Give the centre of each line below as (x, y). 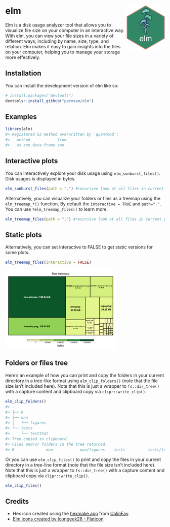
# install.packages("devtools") (39, 96)
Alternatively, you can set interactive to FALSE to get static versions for (79, 247)
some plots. (17, 253)
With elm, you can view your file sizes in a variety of (59, 36)
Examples (21, 117)
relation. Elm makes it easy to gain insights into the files (63, 46)
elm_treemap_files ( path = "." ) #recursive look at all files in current (83, 219)
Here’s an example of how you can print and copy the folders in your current (85, 375)
